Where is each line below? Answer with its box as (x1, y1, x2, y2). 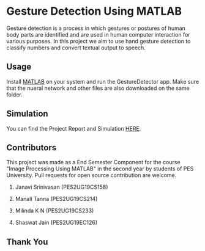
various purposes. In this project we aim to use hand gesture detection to (6, 37, 191, 45)
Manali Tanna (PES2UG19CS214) (15, 195, 98, 203)
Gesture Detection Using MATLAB (6, 4, 182, 18)
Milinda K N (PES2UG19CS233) (15, 207, 94, 214)
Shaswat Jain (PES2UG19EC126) (15, 219, 98, 227)
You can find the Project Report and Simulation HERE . (6, 125, 141, 132)
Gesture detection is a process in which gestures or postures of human (6, 24, 185, 32)
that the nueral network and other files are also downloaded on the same (6, 84, 190, 92)
